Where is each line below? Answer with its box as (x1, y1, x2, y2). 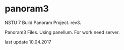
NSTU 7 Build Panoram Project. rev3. (5, 19, 81, 25)
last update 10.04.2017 (5, 38, 51, 45)
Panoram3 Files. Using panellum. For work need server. (5, 29, 120, 35)
